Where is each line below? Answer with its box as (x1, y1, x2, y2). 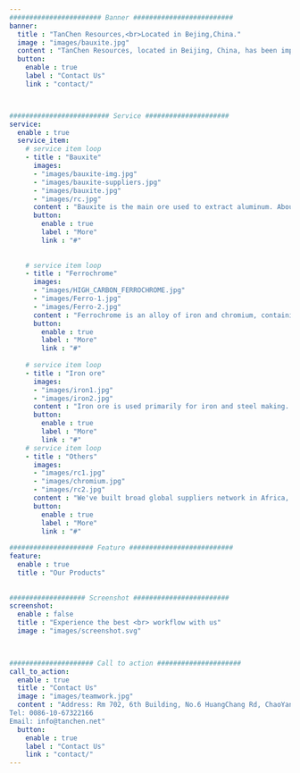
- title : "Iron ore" (25, 368, 105, 378)
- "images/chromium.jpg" (32, 477, 126, 486)
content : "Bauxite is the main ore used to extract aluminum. (32, 203, 274, 212)
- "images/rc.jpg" (32, 194, 102, 204)
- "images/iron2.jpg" (32, 394, 114, 403)
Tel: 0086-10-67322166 (9, 709, 94, 718)
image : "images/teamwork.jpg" (17, 692, 134, 702)
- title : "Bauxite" (25, 153, 102, 162)
